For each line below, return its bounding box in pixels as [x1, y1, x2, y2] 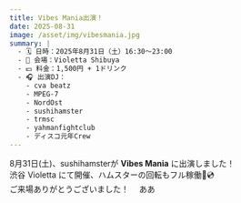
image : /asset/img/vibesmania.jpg [9, 30, 141, 39]
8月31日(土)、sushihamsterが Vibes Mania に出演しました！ [9, 157, 235, 168]
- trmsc [25, 115, 55, 124]
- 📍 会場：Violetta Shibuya [17, 56, 120, 65]
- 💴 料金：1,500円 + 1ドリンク [17, 65, 127, 74]
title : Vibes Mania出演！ [9, 13, 104, 23]
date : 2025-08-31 [9, 22, 75, 31]
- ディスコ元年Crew [25, 132, 91, 141]
